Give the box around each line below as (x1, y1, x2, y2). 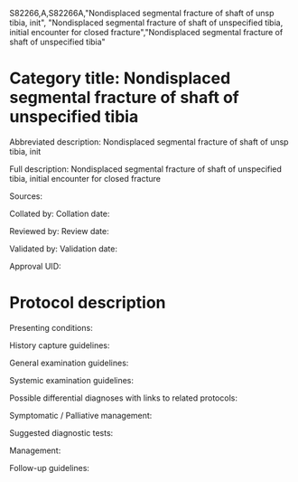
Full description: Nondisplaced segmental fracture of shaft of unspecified (9, 163, 283, 175)
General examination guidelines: (9, 357, 129, 368)
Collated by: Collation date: (9, 208, 110, 219)
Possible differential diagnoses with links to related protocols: (9, 392, 237, 403)
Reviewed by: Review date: (9, 225, 110, 236)
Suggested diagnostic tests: (9, 427, 114, 438)
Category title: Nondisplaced (9, 68, 231, 89)
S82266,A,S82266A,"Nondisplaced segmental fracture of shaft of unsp (9, 8, 275, 18)
